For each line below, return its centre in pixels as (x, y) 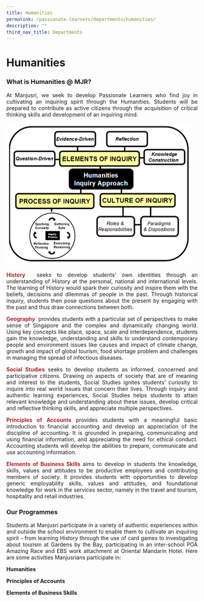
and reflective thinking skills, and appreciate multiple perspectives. (90, 408)
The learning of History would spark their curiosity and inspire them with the (102, 287)
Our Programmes (32, 512)
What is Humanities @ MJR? (49, 82)
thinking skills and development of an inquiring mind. (72, 114)
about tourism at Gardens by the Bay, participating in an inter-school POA (102, 544)
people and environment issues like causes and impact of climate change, (102, 345)
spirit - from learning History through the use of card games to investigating (102, 538)
